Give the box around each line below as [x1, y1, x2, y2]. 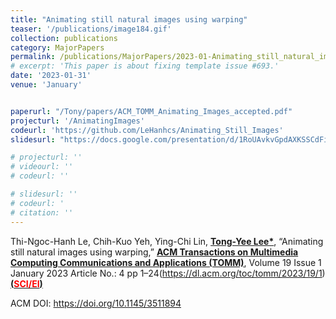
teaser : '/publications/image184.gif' [10, 24, 172, 34]
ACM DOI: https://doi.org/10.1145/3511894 [10, 297, 182, 309]
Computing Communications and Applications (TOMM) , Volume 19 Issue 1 [10, 256, 322, 268]
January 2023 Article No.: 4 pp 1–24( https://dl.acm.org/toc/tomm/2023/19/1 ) [10, 267, 326, 279]
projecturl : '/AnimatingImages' [10, 116, 145, 126]
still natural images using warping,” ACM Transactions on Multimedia [10, 246, 299, 258]
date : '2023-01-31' [10, 71, 92, 81]
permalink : [10, 52, 56, 62]
